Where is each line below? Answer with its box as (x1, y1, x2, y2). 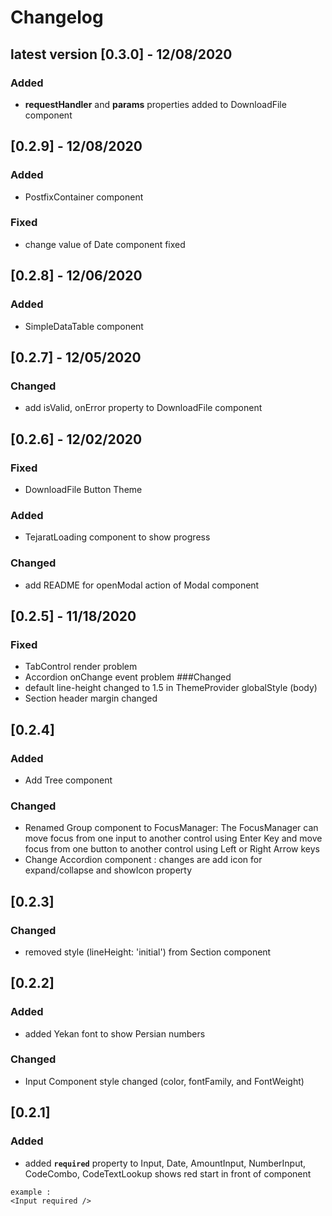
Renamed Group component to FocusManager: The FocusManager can (24, 822, 319, 834)
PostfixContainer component (24, 191, 144, 203)
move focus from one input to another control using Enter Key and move (24, 832, 323, 845)
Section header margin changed (24, 692, 158, 705)
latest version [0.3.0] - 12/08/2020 (10, 46, 233, 63)
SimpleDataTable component (24, 320, 144, 332)
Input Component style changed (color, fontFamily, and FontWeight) (24, 1075, 305, 1087)
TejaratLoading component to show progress (24, 531, 211, 543)
